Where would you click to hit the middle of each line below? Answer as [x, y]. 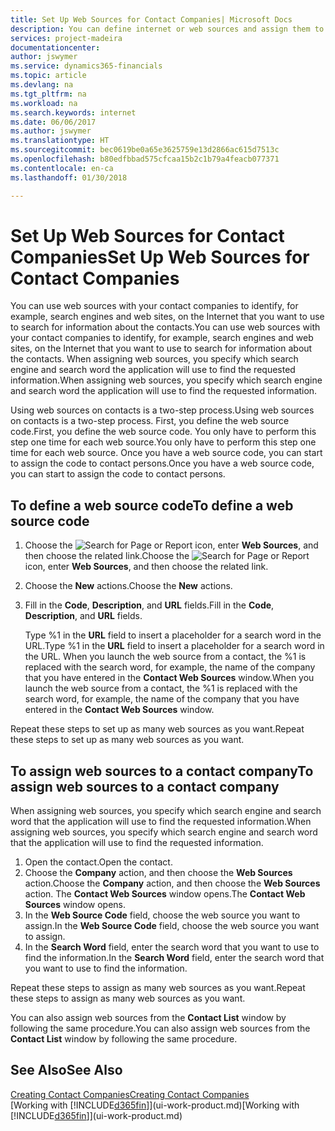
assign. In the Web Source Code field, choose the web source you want [172, 926]
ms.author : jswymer [51, 131]
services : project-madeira [66, 38]
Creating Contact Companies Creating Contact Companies [130, 1094]
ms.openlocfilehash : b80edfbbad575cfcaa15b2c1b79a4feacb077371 [145, 159]
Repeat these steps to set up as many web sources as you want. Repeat [157, 729]
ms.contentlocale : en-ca [62, 168]
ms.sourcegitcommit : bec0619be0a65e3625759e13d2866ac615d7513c [145, 150]
